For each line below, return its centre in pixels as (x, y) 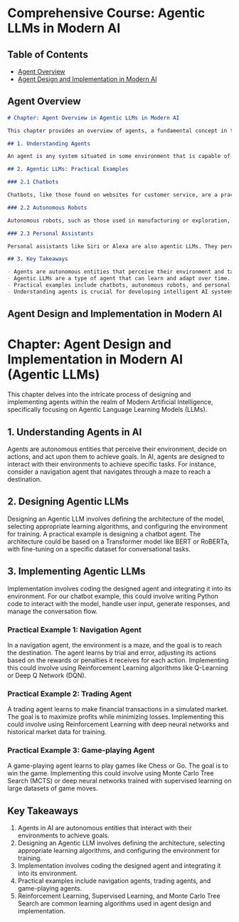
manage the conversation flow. (53, 611)
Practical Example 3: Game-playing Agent (81, 751)
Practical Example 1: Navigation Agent (75, 630)
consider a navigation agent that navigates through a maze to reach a (109, 472)
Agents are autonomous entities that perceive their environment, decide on (117, 449)
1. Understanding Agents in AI (75, 432)
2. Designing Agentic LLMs (68, 502)
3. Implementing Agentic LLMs (76, 572)
